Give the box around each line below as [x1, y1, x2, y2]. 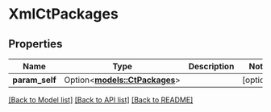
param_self [12, 74, 56, 85]
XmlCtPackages [8, 5, 119, 23]
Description [188, 61, 235, 72]
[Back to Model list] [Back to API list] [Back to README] [8, 95, 194, 105]
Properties [8, 37, 63, 51]
